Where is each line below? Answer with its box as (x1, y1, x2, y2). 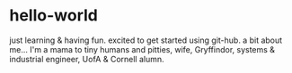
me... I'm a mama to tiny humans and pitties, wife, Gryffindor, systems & (9, 44, 276, 54)
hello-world (9, 5, 99, 26)
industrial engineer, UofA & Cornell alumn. (9, 53, 164, 64)
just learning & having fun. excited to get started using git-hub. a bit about (9, 35, 283, 45)
